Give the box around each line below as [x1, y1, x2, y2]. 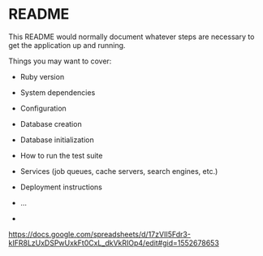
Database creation [19, 119, 83, 128]
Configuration [19, 103, 67, 113]
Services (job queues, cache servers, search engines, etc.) [19, 166, 218, 176]
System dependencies [19, 87, 96, 98]
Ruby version [19, 72, 65, 81]
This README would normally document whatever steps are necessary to [8, 32, 255, 41]
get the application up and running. [8, 40, 126, 50]
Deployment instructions [19, 182, 103, 192]
